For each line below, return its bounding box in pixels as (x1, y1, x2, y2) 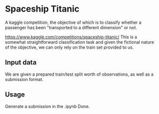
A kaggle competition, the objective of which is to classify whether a (5, 19, 142, 25)
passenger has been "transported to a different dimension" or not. (5, 24, 137, 30)
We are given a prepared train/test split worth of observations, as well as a (5, 71, 154, 77)
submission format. (5, 76, 44, 82)
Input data (5, 58, 37, 66)
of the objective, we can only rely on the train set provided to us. (5, 44, 134, 50)
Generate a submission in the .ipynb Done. (5, 103, 90, 109)
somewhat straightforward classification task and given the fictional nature (5, 39, 154, 45)
